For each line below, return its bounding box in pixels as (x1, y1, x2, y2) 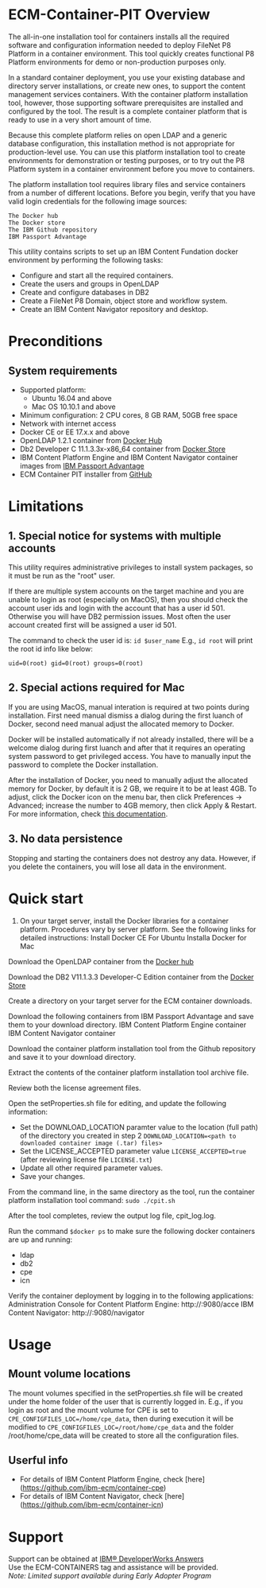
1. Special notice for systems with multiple (8, 529, 222, 543)
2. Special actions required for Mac (8, 681, 185, 695)
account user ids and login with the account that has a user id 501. (8, 603, 226, 613)
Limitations (8, 497, 84, 516)
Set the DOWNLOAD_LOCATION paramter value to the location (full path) (19, 1122, 259, 1131)
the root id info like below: (8, 644, 93, 653)
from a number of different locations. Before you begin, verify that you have (8, 188, 256, 197)
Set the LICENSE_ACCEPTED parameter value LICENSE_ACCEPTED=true (19, 1146, 247, 1155)
